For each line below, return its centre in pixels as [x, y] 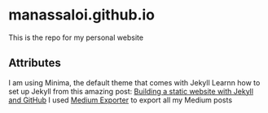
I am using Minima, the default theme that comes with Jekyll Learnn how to [134, 82]
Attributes [35, 63]
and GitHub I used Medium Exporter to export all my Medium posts [121, 100]
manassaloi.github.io [82, 15]
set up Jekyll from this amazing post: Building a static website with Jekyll [131, 91]
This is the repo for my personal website [76, 37]
